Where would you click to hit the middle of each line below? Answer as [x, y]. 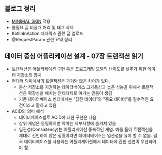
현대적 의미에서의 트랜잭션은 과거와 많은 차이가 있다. [61, 81]
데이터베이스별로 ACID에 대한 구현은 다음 [57, 117]
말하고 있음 [46, 105]
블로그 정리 [20, 9]
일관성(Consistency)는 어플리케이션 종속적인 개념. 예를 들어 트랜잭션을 [86, 129]
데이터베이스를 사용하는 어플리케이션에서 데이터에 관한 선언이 [82, 141]
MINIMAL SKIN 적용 [31, 21]
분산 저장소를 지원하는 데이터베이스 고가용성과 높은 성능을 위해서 [80, 87]
